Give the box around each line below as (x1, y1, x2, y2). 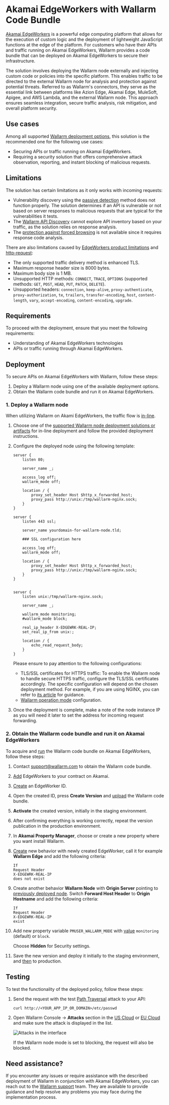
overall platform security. (6, 105, 57, 111)
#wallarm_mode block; (22, 616, 67, 622)
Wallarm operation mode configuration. (20, 697, 102, 703)
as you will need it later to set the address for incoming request (13, 712, 144, 718)
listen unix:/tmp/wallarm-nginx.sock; (22, 594, 104, 599)
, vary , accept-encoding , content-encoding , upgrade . (26, 297, 133, 303)
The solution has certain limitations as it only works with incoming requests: (6, 187, 163, 193)
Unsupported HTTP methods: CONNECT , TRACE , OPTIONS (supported (13, 275, 148, 281)
